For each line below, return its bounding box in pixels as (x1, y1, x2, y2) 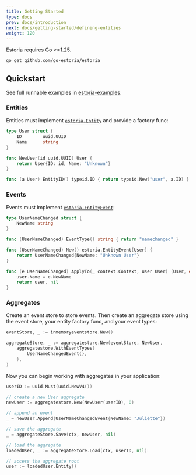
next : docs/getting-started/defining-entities (6, 25, 121, 31)
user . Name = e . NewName (16, 274, 72, 280)
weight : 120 (6, 30, 35, 36)
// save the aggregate (6, 426, 61, 432)
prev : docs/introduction (6, 19, 66, 25)
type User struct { (6, 128, 54, 135)
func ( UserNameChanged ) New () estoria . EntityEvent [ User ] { (6, 247, 153, 253)
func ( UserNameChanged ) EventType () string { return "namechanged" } (6, 236, 179, 243)
